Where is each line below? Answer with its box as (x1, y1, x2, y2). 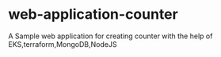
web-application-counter (8, 5, 178, 23)
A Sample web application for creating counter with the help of (8, 31, 213, 41)
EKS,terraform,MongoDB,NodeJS (8, 39, 117, 48)
